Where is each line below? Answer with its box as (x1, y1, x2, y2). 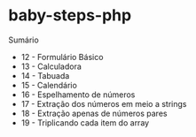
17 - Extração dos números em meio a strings (20, 98, 187, 109)
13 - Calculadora (20, 61, 82, 72)
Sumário (8, 34, 39, 45)
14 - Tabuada (20, 70, 70, 80)
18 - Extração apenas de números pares (20, 108, 168, 118)
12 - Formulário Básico (20, 51, 104, 62)
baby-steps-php (8, 5, 132, 26)
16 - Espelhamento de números (20, 89, 136, 100)
